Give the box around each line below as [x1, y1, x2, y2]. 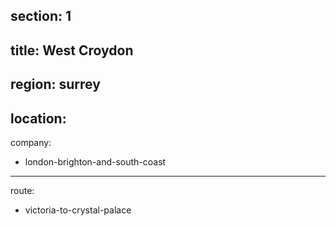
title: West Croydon [10, 42, 134, 59]
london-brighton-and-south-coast [24, 155, 167, 168]
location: [10, 110, 67, 127]
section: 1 [10, 8, 72, 25]
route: [10, 184, 35, 196]
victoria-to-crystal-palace [24, 204, 132, 216]
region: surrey [10, 76, 101, 93]
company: [10, 136, 52, 148]
